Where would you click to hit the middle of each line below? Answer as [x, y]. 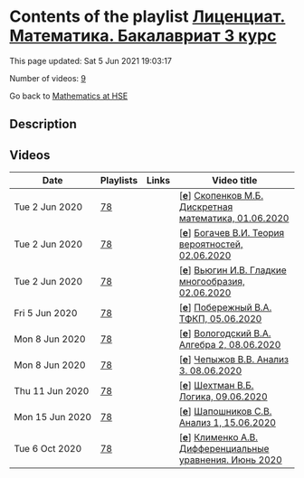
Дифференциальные [224, 449]
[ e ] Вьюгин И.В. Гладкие [233, 270]
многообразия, [213, 282]
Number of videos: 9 [47, 78]
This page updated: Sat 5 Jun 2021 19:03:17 [90, 61]
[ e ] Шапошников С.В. [226, 411]
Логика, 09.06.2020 [224, 397]
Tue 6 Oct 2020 [48, 449]
